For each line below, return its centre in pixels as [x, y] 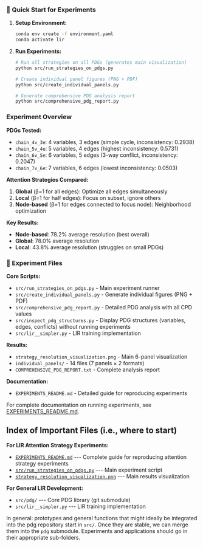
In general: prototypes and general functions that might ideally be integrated [102, 518]
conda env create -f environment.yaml [64, 34]
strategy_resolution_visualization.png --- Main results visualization [102, 476]
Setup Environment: [41, 23]
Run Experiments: [38, 52]
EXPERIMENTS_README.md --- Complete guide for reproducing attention [101, 457]
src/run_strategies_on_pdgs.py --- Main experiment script [89, 470]
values [23, 314]
